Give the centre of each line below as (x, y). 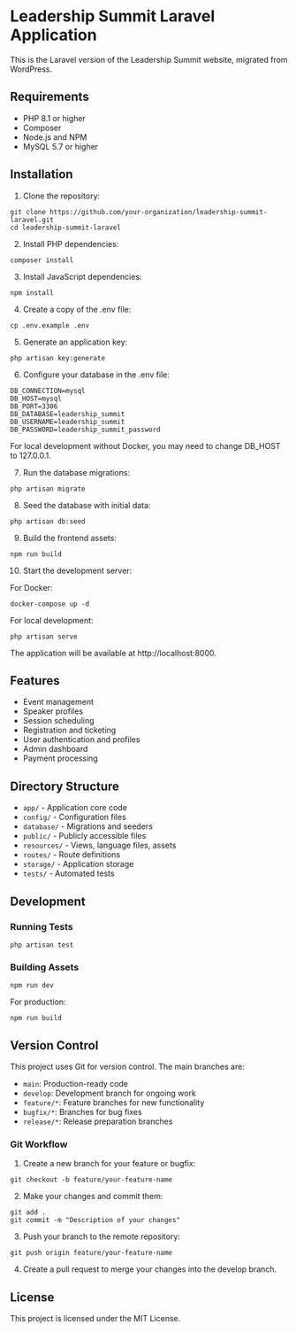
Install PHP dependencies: (71, 244)
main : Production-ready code (76, 1083)
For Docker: (31, 587)
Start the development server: (77, 570)
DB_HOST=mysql (36, 399)
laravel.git (32, 220)
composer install (42, 260)
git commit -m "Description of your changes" (95, 1220)
